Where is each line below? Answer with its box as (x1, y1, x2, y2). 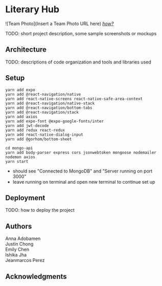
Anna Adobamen (5, 235, 41, 241)
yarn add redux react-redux (5, 127, 65, 133)
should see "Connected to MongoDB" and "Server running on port (12, 168, 153, 174)
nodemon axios (5, 155, 36, 160)
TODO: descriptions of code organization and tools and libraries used (5, 59, 152, 65)
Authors (5, 222, 32, 231)
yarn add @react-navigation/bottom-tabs (5, 105, 93, 111)
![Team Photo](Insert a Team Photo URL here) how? (5, 20, 114, 27)
